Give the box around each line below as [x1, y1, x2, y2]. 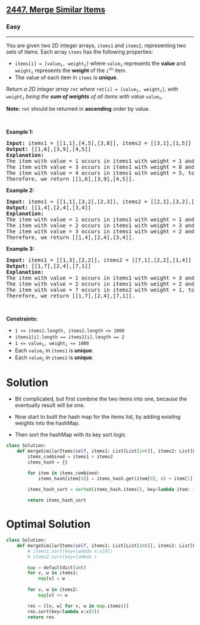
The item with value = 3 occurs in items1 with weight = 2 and [6, 228, 195, 235]
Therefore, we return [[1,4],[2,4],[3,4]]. [6, 234, 135, 241]
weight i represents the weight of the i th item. [14, 67, 127, 75]
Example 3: [6, 245, 35, 253]
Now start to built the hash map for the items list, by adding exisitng [14, 413, 181, 421]
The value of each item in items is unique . [14, 74, 118, 81]
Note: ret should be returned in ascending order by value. [6, 105, 151, 113]
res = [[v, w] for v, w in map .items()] [27, 603, 129, 609]
